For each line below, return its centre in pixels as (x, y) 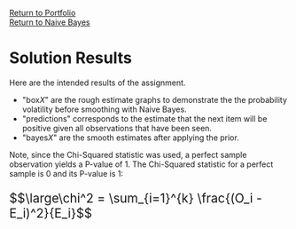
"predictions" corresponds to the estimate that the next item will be (144, 118)
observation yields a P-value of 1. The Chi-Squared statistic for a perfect (141, 164)
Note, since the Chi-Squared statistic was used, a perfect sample (128, 154)
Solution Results (71, 58)
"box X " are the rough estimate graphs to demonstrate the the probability (155, 99)
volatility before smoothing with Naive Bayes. (105, 109)
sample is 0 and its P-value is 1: (66, 173)
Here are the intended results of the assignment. (97, 83)
